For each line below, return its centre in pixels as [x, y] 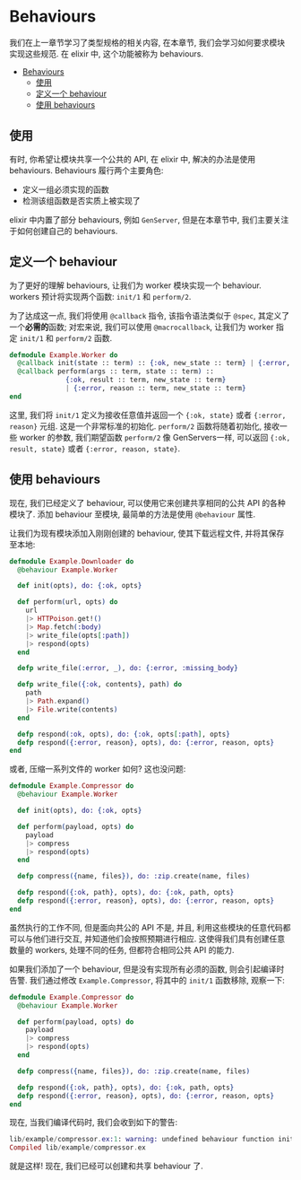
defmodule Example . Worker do [64, 355]
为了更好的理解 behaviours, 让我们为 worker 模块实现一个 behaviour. [135, 285]
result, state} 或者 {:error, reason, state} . [95, 448]
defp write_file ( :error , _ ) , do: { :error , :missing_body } [128, 669]
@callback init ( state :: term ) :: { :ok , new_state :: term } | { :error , [154, 363]
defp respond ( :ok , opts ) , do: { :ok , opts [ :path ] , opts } [124, 734]
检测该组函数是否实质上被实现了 [81, 200]
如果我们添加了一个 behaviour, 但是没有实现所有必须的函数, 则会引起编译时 [147, 969]
